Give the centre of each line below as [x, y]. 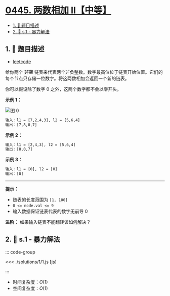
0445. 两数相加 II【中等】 [58, 10]
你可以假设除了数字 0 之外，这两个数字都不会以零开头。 [63, 89]
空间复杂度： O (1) [30, 288]
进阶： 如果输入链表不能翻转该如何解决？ [48, 222]
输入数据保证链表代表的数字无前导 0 [50, 211]
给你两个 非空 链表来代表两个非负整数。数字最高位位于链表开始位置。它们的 [84, 72]
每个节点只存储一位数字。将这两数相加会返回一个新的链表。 [67, 78]
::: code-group [20, 252]
